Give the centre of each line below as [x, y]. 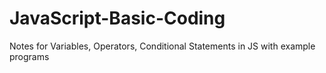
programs [29, 56]
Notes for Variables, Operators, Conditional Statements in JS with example [162, 46]
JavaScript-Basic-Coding [117, 18]
